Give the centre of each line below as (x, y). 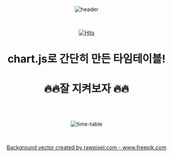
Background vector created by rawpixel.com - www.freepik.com (86, 147)
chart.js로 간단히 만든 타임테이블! (86, 59)
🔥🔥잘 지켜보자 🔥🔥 (86, 89)
